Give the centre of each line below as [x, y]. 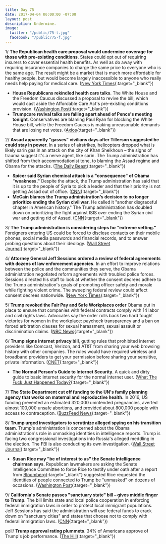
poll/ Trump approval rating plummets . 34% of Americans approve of [77, 531]
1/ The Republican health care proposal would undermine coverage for [79, 51]
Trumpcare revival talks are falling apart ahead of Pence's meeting [82, 114]
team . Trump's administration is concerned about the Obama [67, 428]
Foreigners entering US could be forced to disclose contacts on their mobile [83, 233]
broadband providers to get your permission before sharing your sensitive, [81, 357]
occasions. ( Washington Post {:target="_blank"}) [61, 485]
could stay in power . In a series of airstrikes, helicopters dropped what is [80, 145]
